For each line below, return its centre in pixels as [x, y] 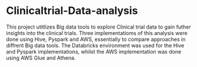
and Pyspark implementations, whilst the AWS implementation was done [94, 51]
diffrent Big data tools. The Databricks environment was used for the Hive [95, 45]
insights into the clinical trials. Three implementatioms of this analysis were [97, 33]
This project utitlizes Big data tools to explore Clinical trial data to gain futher [98, 27]
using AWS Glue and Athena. [41, 58]
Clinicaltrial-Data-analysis [72, 11]
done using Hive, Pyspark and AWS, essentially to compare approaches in [96, 39]
